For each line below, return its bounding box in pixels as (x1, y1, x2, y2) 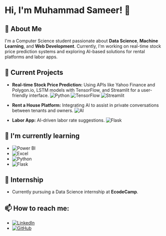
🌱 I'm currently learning (4, 132, 80, 140)
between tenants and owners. (11, 107, 73, 113)
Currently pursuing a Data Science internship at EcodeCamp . (11, 189, 138, 195)
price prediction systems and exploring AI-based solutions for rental (4, 49, 145, 54)
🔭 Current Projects (4, 68, 63, 77)
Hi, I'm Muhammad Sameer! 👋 (4, 5, 130, 16)
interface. (29, 92, 49, 98)
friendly (11, 92, 28, 98)
